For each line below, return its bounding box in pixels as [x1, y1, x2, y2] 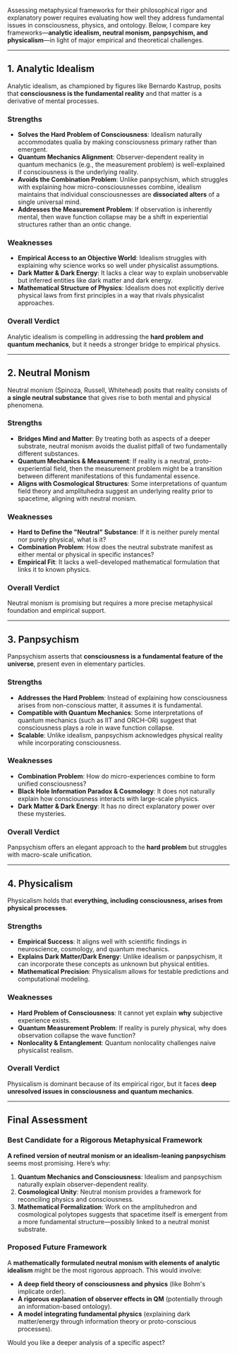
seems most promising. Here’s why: [7, 1159, 111, 1167]
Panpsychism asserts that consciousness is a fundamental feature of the [7, 652, 224, 661]
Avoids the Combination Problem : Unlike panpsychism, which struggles [17, 176, 229, 184]
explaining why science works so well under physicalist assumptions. [17, 261, 219, 270]
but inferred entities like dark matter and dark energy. [17, 276, 173, 285]
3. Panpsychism [7, 633, 80, 645]
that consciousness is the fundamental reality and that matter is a [7, 89, 202, 97]
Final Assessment [7, 1114, 88, 1126]
